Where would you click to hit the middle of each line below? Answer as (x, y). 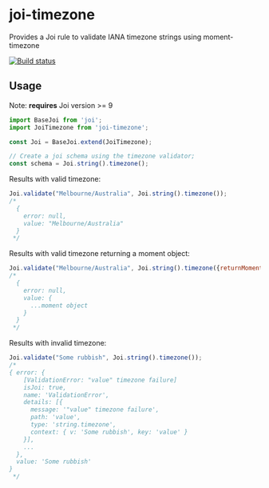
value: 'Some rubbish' (54, 462)
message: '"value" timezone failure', (95, 410)
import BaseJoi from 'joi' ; (56, 120)
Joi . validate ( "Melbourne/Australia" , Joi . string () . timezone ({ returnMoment (136, 268)
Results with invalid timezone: (58, 343)
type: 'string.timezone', (73, 425)
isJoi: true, (45, 387)
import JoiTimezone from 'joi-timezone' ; (79, 127)
